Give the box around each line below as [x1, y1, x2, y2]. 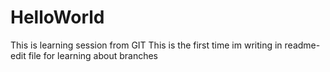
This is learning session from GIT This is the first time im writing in [10, 39, 283, 51]
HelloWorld [10, 6, 105, 29]
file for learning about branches [28, 49, 159, 61]
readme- [284, 39, 321, 51]
